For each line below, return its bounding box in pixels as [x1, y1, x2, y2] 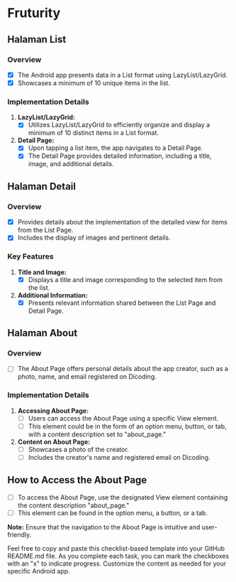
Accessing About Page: [17, 406, 89, 415]
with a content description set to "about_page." [28, 430, 167, 438]
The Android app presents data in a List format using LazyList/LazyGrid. [17, 70, 228, 79]
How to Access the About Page [7, 474, 147, 486]
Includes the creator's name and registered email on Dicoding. [28, 453, 210, 461]
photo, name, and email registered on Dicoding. [17, 372, 157, 381]
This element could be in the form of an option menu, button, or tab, [28, 421, 227, 431]
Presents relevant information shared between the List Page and [28, 298, 216, 307]
